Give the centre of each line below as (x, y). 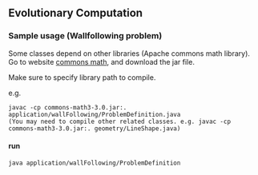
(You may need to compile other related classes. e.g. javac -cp (119, 121)
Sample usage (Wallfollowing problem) (85, 36)
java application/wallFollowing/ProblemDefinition (95, 163)
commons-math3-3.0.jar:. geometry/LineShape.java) (95, 128)
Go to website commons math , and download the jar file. (101, 62)
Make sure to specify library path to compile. (82, 77)
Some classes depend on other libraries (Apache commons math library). (129, 53)
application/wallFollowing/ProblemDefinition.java (95, 114)
